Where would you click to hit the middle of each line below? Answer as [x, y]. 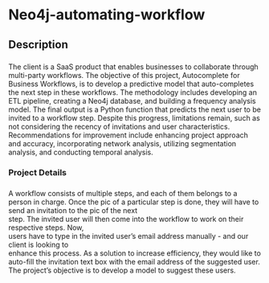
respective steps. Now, [46, 228]
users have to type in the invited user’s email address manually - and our [128, 236]
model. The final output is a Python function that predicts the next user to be [134, 109]
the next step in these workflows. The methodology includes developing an [132, 92]
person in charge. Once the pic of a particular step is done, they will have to [134, 202]
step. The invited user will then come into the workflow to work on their [126, 219]
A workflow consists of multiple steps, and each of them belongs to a [123, 194]
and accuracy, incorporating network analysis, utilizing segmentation [122, 143]
